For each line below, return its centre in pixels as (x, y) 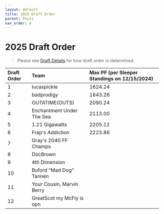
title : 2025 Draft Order (30, 14)
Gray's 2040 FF (50, 141)
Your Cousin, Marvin (55, 184)
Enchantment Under (55, 111)
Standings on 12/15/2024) (122, 79)
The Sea (41, 117)
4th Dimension (48, 162)
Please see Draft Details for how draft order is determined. (76, 61)
